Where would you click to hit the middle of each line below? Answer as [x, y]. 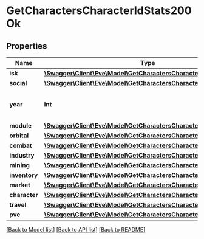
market [20, 185]
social [18, 83]
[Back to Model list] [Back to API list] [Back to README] [76, 230]
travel [18, 205]
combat [21, 145]
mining [20, 165]
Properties [27, 46]
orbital [19, 136]
